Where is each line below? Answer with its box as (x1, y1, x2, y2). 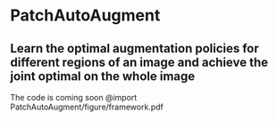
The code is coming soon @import (10, 93, 138, 102)
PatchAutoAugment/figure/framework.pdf (10, 101, 164, 112)
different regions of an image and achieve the (10, 54, 269, 69)
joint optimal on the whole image (10, 69, 196, 84)
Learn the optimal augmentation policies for (10, 41, 260, 56)
